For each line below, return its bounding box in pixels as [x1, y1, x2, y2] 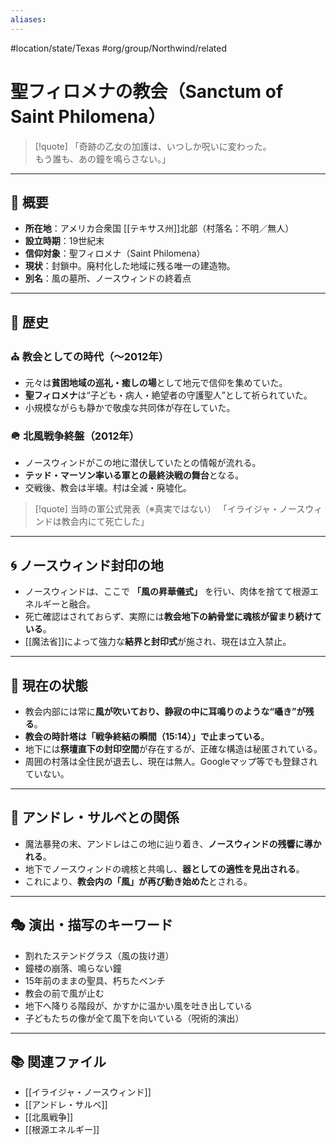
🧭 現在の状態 [10, 677, 88, 694]
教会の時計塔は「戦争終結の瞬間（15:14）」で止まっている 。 [24, 730, 270, 742]
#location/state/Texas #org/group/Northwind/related [10, 42, 228, 54]
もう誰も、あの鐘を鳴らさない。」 [34, 152, 171, 165]
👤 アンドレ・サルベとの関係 [10, 809, 180, 826]
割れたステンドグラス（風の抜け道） [24, 949, 175, 961]
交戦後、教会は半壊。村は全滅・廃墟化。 [24, 482, 192, 494]
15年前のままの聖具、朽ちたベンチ [24, 974, 166, 986]
